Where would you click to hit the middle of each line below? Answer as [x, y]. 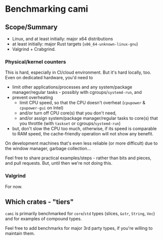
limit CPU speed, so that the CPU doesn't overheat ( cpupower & [82, 103]
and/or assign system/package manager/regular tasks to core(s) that [89, 118]
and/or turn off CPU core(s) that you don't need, [68, 113]
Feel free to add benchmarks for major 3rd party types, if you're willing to [79, 228]
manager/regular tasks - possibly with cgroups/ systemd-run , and [77, 92]
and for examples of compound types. [43, 219]
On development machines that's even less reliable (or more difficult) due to [81, 143]
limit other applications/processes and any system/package [72, 87]
